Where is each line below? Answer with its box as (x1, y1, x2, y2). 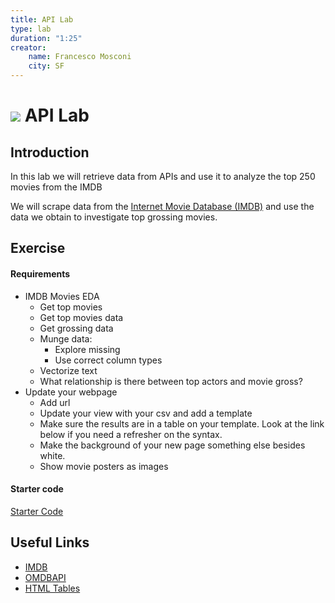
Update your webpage (24, 386, 118, 398)
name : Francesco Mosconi (28, 52, 132, 62)
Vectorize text (39, 364, 98, 376)
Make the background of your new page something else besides (39, 439, 306, 451)
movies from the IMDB (10, 181, 103, 193)
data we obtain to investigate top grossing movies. (10, 211, 218, 223)
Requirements (10, 267, 71, 280)
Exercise (10, 240, 66, 257)
